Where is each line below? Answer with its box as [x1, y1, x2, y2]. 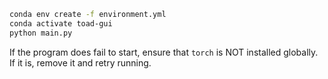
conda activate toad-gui [9, 18, 113, 29]
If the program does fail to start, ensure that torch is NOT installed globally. [9, 46, 319, 58]
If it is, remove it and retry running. [9, 56, 152, 69]
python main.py [9, 28, 73, 38]
